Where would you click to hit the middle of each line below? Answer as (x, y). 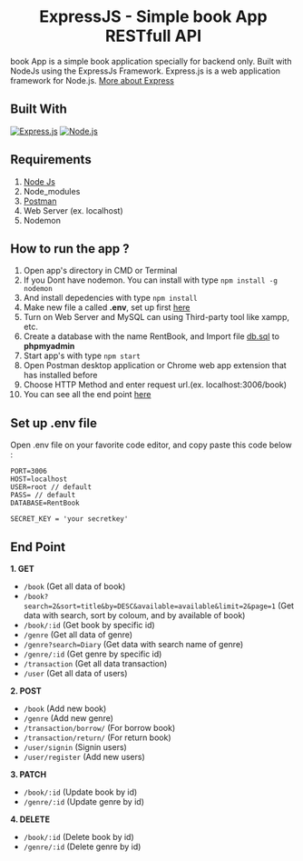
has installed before (60, 375)
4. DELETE (30, 819)
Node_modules (52, 191)
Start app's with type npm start (82, 355)
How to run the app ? (70, 249)
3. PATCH (29, 774)
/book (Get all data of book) (74, 586)
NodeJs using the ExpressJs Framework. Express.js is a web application (145, 71)
